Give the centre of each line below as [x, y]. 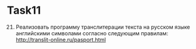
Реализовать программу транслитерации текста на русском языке [103, 27]
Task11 [24, 10]
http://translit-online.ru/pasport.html [61, 39]
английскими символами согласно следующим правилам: [92, 33]
